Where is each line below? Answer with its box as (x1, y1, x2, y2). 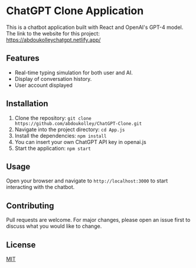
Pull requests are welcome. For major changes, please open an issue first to (6, 217, 191, 224)
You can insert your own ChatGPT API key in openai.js (14, 138, 146, 145)
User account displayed (14, 81, 73, 89)
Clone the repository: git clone (14, 114, 92, 122)
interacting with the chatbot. (6, 184, 75, 191)
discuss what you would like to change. (6, 223, 102, 230)
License (6, 240, 36, 250)
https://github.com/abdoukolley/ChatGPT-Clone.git (14, 120, 142, 126)
